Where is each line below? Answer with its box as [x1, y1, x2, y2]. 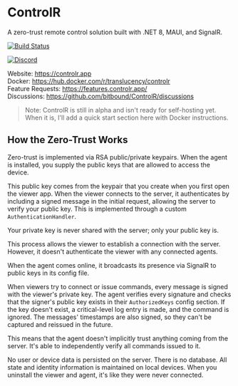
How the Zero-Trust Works [7, 134, 128, 146]
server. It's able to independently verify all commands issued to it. [7, 341, 201, 350]
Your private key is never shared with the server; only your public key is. [7, 226, 219, 234]
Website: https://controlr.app [7, 69, 92, 78]
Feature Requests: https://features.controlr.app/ [7, 84, 148, 93]
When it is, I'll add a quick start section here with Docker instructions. [24, 113, 229, 122]
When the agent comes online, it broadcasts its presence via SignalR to [7, 261, 217, 269]
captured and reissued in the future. [7, 320, 113, 328]
